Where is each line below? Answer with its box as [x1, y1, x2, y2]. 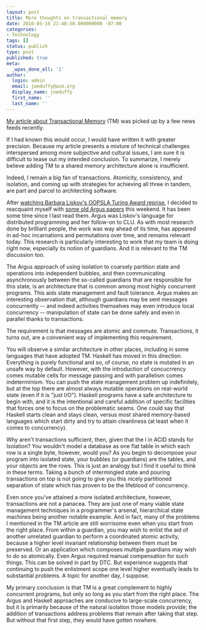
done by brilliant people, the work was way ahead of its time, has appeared [6, 225, 196, 232]
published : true [6, 55, 48, 61]
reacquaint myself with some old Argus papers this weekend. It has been [6, 205, 191, 213]
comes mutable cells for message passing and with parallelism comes [6, 371, 183, 379]
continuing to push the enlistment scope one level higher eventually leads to [6, 565, 199, 572]
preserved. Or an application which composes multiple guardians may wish [6, 545, 196, 553]
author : [6, 72, 26, 78]
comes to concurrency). [6, 423, 67, 431]
